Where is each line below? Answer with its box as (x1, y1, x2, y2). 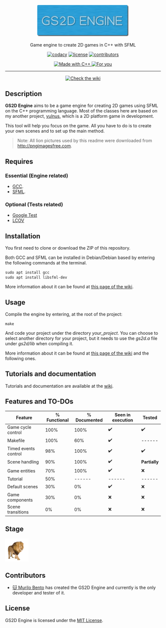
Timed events (7, 445, 35, 451)
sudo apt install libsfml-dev (5, 275, 68, 280)
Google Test (12, 212, 38, 218)
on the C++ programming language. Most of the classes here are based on (5, 108, 158, 114)
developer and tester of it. (12, 589, 65, 596)
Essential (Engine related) (5, 172, 68, 179)
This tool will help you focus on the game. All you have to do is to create (5, 123, 152, 129)
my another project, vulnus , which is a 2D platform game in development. (5, 113, 154, 119)
